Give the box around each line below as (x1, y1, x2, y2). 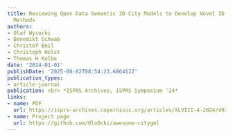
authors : (7, 23, 33, 30)
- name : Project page (7, 113, 70, 120)
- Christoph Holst (7, 49, 60, 56)
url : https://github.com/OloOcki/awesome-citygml (13, 119, 159, 127)
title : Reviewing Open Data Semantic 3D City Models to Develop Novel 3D (7, 10, 225, 17)
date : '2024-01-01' (7, 62, 64, 68)
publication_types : (7, 74, 64, 82)
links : (7, 94, 26, 101)
